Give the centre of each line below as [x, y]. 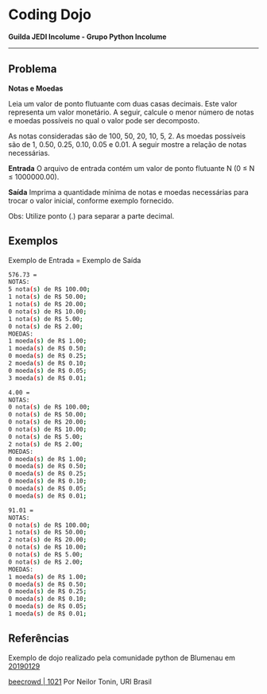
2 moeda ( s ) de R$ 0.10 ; [48, 363]
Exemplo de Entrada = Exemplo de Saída [75, 260]
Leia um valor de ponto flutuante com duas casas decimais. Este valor [123, 103]
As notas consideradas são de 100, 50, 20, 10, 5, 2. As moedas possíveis [127, 136]
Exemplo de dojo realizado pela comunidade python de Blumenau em [122, 657]
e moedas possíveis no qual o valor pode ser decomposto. [104, 120]
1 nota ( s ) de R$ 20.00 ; [48, 304]
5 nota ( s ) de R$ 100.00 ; [49, 289]
